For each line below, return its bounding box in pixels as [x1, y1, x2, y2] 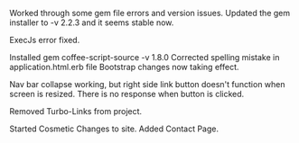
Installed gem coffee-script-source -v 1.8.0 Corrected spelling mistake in [9, 52, 280, 62]
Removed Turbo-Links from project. [9, 106, 143, 116]
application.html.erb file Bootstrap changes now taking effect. [9, 62, 239, 72]
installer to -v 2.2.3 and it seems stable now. [9, 17, 174, 28]
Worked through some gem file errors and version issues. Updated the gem [9, 8, 291, 18]
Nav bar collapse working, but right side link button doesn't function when [9, 79, 286, 89]
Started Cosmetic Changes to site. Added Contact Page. [9, 123, 220, 134]
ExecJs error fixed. [9, 35, 80, 45]
